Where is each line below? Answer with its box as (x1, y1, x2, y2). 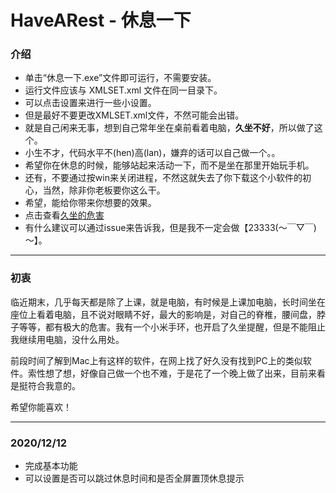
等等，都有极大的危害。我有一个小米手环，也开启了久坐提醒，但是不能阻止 (18, 321, 326, 333)
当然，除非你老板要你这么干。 (42, 184, 166, 196)
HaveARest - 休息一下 (10, 9, 192, 32)
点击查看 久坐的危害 (24, 209, 105, 221)
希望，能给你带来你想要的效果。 (24, 197, 157, 209)
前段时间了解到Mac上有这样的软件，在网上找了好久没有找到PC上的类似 (10, 354, 303, 366)
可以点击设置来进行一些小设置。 (24, 97, 157, 109)
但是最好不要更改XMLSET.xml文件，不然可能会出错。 (24, 109, 245, 121)
